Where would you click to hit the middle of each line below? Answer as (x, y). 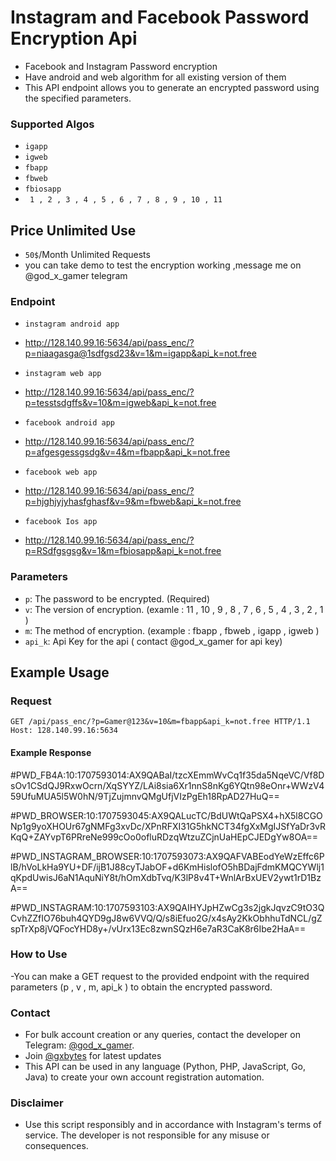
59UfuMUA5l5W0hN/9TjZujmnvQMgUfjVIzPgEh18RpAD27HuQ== (145, 796)
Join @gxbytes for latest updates (93, 1056)
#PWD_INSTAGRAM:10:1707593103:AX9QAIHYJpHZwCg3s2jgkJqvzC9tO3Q (167, 907)
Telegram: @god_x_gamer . (79, 1045)
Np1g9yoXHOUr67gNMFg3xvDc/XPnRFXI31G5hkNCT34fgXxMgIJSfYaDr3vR (168, 826)
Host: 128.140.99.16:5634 (64, 731)
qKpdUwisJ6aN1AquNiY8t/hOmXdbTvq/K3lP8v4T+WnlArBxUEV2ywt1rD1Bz (166, 877)
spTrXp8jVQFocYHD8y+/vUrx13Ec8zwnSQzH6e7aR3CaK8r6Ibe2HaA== (158, 928)
